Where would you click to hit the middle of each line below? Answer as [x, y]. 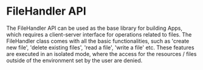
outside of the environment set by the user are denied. [74, 60]
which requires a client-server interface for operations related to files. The [99, 34]
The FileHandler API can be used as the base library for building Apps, [94, 28]
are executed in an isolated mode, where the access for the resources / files [101, 54]
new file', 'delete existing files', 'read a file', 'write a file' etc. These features [100, 47]
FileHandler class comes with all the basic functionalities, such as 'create [98, 41]
